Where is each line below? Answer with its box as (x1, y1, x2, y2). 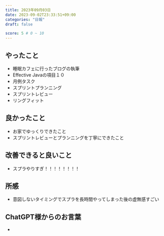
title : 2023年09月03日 (5, 7, 51, 13)
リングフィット (12, 97, 44, 103)
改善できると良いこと (5, 151, 72, 160)
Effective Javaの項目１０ (12, 72, 65, 78)
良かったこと (5, 114, 46, 122)
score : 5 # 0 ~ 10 (5, 31, 44, 36)
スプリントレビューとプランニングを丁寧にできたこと (12, 135, 124, 141)
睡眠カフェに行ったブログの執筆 (12, 65, 80, 71)
